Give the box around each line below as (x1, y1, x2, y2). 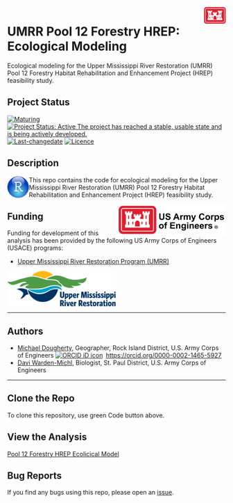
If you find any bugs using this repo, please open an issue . (7, 488, 175, 497)
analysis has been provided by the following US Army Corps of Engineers (7, 237, 217, 245)
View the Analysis (7, 431, 87, 443)
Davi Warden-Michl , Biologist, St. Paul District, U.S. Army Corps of (17, 358, 207, 367)
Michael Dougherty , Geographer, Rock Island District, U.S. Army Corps (17, 344, 219, 352)
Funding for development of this (7, 229, 99, 237)
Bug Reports (7, 470, 62, 482)
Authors (7, 325, 44, 337)
